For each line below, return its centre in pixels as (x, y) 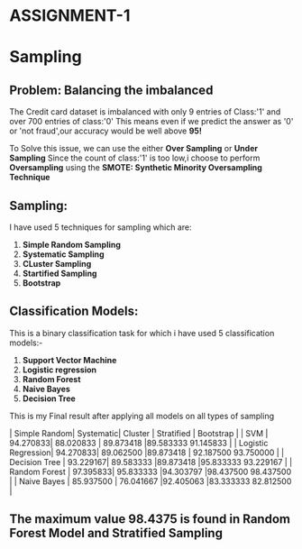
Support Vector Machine (69, 360)
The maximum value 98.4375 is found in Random (150, 519)
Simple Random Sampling (72, 245)
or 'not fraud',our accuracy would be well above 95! (106, 131)
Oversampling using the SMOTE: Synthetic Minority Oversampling (136, 168)
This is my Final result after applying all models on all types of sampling (142, 416)
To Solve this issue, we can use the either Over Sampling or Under (134, 149)
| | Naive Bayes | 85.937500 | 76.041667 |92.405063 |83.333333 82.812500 (151, 481)
